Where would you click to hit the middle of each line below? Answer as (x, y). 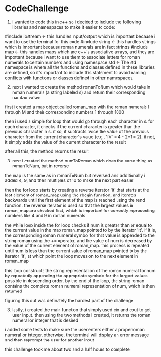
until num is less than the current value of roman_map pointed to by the (76, 251)
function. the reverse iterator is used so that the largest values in (69, 205)
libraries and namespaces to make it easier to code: (63, 27)
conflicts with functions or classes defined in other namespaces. (69, 78)
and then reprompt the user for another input (50, 340)
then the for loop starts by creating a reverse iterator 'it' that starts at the (77, 190)
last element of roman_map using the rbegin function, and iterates (71, 195)
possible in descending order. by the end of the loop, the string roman (75, 281)
